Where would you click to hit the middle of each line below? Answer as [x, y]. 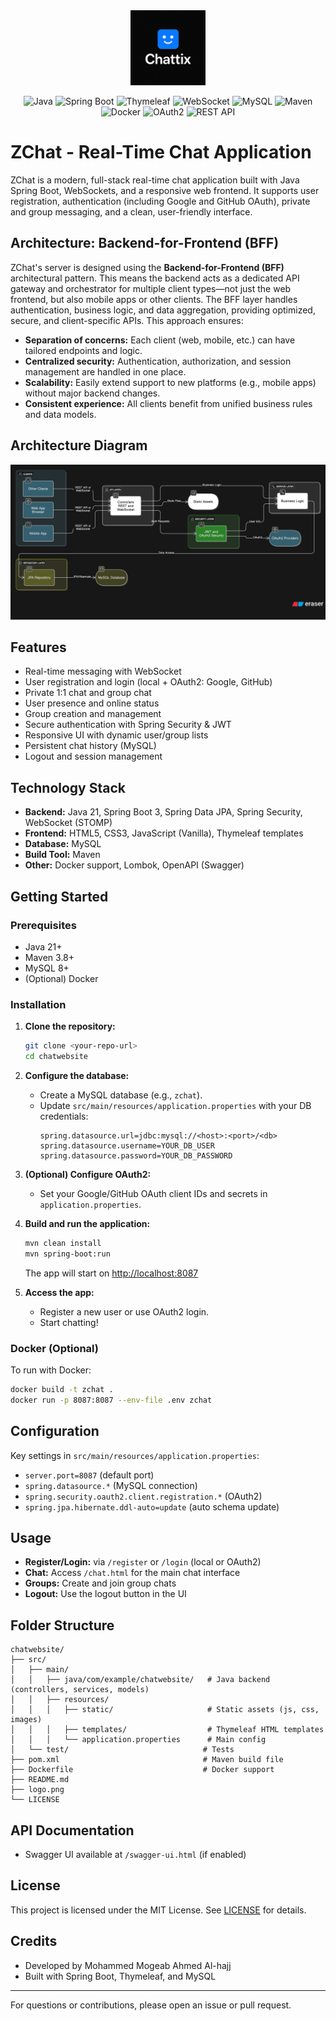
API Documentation [72, 1830]
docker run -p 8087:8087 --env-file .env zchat [111, 1400]
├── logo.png [37, 1790]
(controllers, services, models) [80, 1690]
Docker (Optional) [54, 1348]
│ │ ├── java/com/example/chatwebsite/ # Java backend [140, 1680]
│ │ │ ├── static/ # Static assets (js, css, [165, 1710]
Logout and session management [93, 756]
